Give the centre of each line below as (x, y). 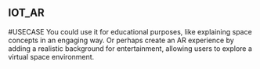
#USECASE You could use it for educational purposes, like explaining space (130, 31)
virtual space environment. (51, 56)
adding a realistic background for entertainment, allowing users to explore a (130, 48)
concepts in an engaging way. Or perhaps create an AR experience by (121, 40)
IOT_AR (26, 13)
